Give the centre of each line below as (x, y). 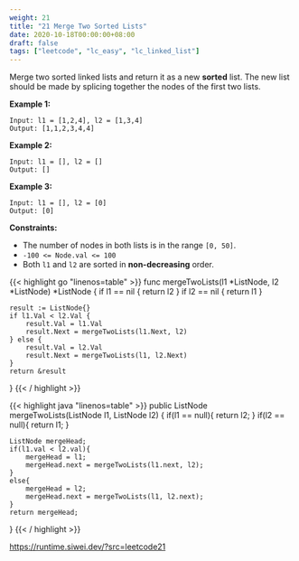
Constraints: (33, 228)
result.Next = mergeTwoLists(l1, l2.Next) (107, 356)
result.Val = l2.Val (64, 348)
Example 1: (30, 104)
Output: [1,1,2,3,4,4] (52, 129)
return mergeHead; (44, 513)
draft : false (34, 43)
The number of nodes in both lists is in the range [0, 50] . (129, 246)
